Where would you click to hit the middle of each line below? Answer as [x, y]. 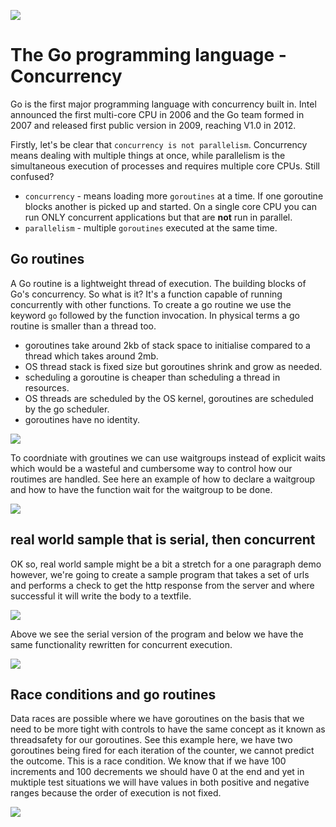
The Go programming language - [148, 55]
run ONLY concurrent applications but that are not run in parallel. [158, 217]
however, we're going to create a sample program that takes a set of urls [160, 574]
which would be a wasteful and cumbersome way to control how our [151, 468]
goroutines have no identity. [82, 419]
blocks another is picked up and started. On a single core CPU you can [170, 206]
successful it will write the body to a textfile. [101, 596]
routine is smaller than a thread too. [83, 326]
